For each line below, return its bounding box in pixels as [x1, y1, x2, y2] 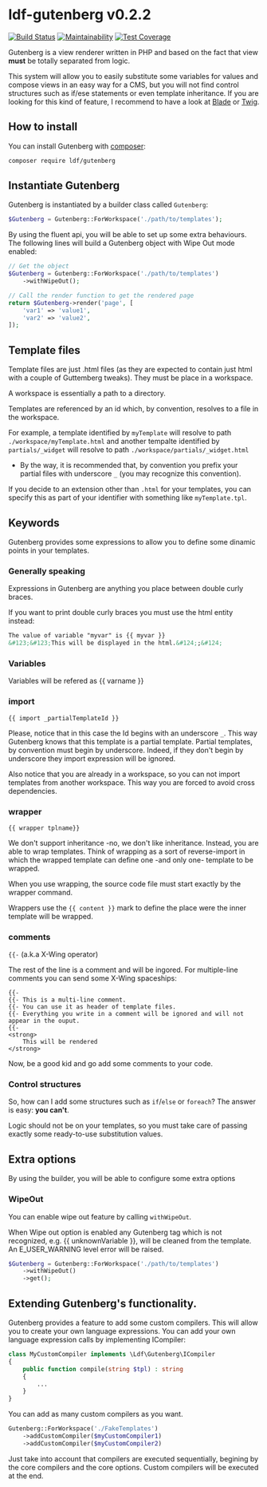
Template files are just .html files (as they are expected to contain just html [8, 365, 253, 375]
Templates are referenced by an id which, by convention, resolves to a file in [8, 404, 259, 414]
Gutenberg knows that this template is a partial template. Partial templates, [8, 736, 253, 746]
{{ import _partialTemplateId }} [8, 714, 120, 722]
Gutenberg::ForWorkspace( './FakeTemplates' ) [8, 1425, 159, 1433]
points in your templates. [8, 545, 90, 555]
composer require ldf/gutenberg [8, 157, 116, 165]
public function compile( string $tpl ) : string [22, 1365, 183, 1373]
